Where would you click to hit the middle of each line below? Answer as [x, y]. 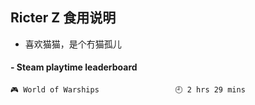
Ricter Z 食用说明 [63, 18]
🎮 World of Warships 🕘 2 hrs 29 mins [128, 90]
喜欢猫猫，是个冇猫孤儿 [73, 44]
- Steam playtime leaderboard [74, 67]
